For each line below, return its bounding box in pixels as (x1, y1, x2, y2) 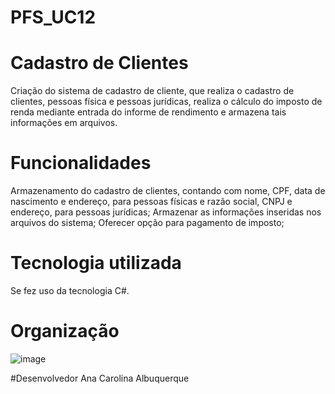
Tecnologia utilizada (10, 252, 182, 275)
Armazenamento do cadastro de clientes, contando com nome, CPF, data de (10, 185, 326, 197)
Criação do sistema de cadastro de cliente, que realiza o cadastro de (10, 85, 295, 97)
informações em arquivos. (10, 117, 118, 129)
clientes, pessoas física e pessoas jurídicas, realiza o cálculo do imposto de (10, 96, 323, 108)
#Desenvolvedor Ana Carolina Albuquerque (10, 372, 190, 384)
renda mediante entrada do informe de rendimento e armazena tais (10, 106, 287, 118)
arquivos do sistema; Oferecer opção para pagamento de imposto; (10, 217, 285, 229)
